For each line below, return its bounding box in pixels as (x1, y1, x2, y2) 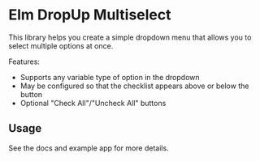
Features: (8, 57, 41, 66)
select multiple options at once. (8, 40, 114, 50)
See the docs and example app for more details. (8, 143, 169, 153)
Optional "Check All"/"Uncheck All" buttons (19, 98, 167, 108)
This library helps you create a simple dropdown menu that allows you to (8, 32, 252, 42)
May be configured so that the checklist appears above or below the (19, 81, 249, 91)
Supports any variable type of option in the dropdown (19, 72, 200, 82)
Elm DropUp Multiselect (8, 6, 172, 24)
